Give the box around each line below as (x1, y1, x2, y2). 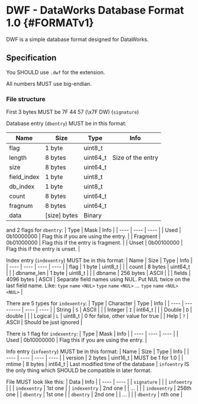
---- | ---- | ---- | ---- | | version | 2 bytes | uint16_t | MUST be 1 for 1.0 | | (6, 354, 183, 361)
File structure (6, 95, 46, 103)
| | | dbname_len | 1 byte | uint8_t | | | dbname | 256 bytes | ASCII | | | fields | (6, 270, 191, 277)
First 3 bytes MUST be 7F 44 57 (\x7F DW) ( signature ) (6, 108, 139, 116)
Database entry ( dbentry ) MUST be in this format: (6, 120, 127, 127)
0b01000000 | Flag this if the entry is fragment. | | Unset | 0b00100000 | (6, 239, 183, 246)
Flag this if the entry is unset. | (6, 245, 80, 252)
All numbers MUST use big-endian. (6, 80, 92, 87)
